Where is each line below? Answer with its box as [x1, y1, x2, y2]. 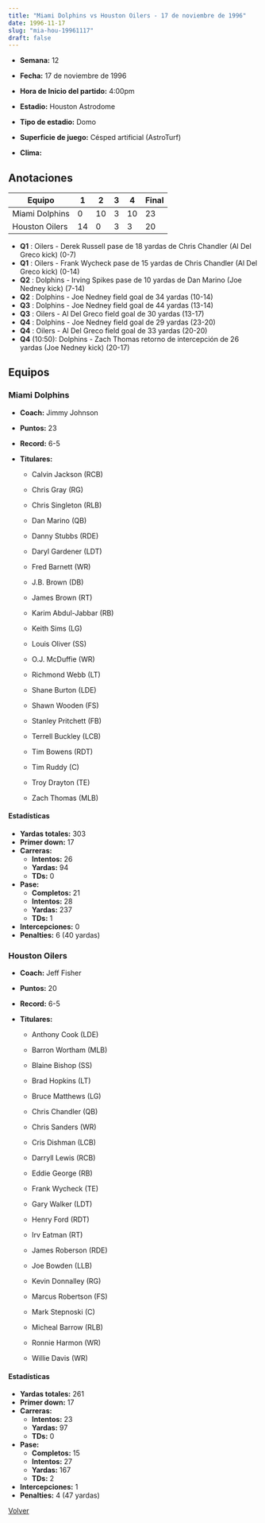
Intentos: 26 [31, 854, 73, 864]
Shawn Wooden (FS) [31, 701, 99, 710]
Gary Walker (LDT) [31, 1199, 93, 1209]
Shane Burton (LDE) [31, 685, 97, 694]
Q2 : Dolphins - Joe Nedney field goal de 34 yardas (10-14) [19, 292, 213, 302]
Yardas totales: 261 [19, 1389, 85, 1399]
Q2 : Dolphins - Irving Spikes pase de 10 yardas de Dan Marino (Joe [19, 275, 242, 285]
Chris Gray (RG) [31, 484, 84, 494]
